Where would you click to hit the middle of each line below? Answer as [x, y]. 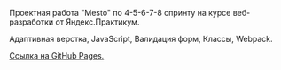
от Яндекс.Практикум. [98, 22]
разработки [31, 22]
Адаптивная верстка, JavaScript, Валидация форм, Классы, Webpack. [141, 39]
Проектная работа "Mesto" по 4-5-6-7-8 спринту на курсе [120, 13]
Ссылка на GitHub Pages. [57, 56]
